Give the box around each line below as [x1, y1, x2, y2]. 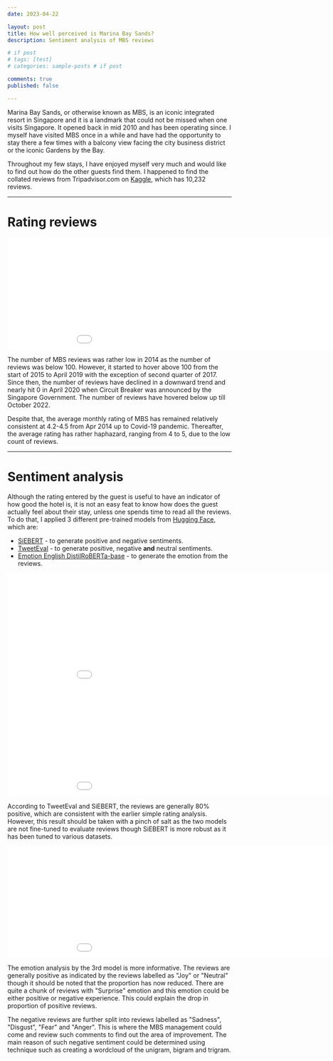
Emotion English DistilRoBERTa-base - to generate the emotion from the [17, 552, 228, 560]
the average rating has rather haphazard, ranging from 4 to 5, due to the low [7, 429, 231, 438]
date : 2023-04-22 [7, 10, 59, 18]
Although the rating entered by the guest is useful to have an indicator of [7, 492, 221, 501]
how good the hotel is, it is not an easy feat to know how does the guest [7, 500, 218, 508]
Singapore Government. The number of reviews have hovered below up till [7, 393, 226, 401]
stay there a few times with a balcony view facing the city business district [7, 138, 226, 147]
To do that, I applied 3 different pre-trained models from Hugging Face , [7, 514, 216, 524]
